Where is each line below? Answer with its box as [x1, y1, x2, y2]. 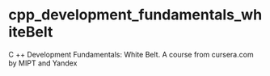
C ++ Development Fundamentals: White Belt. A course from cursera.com [8, 49, 254, 59]
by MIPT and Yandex [8, 58, 78, 68]
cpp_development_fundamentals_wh [8, 6, 263, 24]
